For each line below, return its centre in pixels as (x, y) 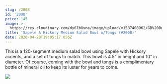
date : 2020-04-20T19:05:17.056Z (39, 38)
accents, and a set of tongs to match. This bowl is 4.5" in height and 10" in (81, 56)
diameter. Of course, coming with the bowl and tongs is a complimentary (80, 62)
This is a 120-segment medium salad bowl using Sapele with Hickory (76, 51)
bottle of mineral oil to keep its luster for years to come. (62, 67)
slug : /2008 (17, 10)
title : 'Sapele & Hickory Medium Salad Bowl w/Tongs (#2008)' (71, 33)
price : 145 (16, 19)
